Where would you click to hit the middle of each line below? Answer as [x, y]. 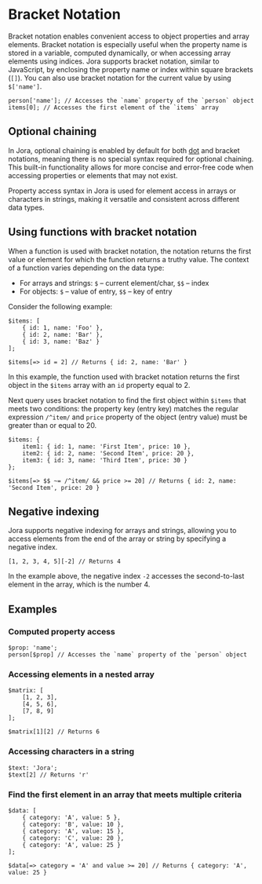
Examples [33, 609]
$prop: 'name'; [33, 648]
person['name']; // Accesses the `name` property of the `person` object [131, 100]
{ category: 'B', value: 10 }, [73, 824]
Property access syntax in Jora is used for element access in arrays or [122, 191]
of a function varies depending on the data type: [86, 268]
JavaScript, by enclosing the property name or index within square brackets [131, 69]
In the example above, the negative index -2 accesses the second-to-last [126, 576]
